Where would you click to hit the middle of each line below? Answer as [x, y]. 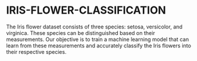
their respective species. [36, 52]
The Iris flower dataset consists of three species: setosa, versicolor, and [94, 27]
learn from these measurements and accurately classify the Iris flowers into [99, 46]
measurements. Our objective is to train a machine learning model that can [98, 39]
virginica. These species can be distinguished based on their [81, 33]
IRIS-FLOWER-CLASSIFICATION [86, 10]
